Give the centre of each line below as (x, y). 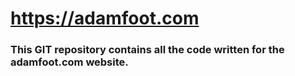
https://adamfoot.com (105, 18)
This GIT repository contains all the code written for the (147, 50)
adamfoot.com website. (69, 62)
